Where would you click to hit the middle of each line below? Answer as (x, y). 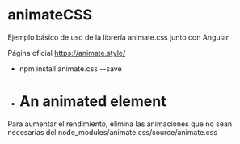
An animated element (93, 102)
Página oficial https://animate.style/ (67, 53)
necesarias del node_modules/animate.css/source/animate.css (113, 132)
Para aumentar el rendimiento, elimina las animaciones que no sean (120, 124)
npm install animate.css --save (70, 68)
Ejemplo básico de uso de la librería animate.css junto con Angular (118, 37)
